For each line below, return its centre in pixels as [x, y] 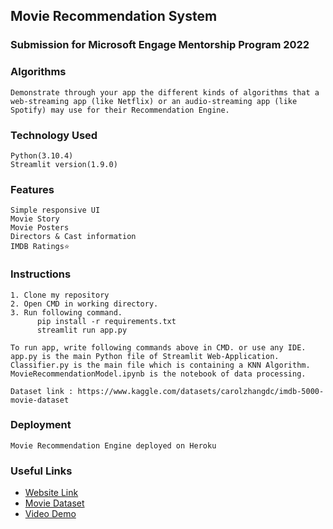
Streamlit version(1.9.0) [64, 164]
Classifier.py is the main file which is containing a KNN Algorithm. [160, 365]
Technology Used [54, 135]
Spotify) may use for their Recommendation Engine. [120, 110]
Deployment [41, 425]
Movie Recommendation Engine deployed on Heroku [113, 445]
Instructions [41, 274]
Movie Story [35, 219]
